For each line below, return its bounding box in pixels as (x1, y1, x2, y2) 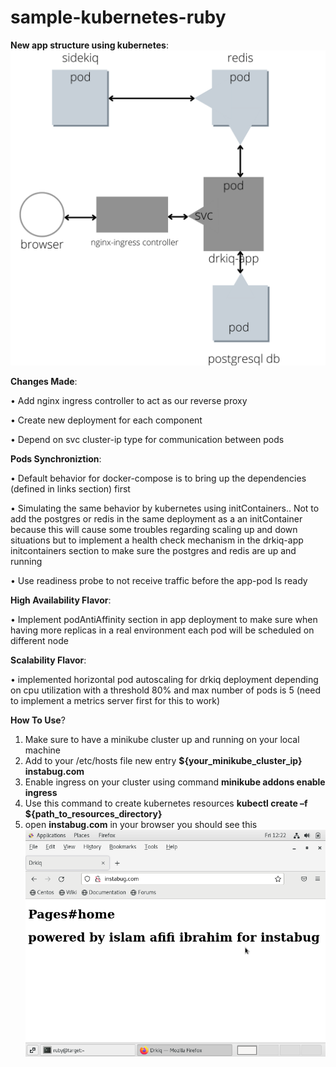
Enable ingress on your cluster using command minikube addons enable (24, 776, 326, 788)
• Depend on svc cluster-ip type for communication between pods (10, 433, 285, 445)
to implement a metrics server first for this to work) (10, 694, 221, 706)
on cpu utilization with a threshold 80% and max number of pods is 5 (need (10, 684, 321, 696)
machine (24, 744, 62, 756)
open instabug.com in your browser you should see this (24, 818, 258, 830)
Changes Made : (10, 375, 78, 387)
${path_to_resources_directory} (24, 807, 163, 820)
